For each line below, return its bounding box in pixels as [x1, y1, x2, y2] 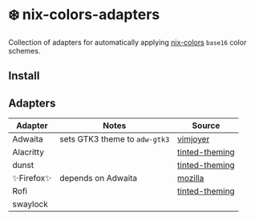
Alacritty [12, 146, 44, 158]
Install [8, 69, 40, 83]
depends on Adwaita [59, 173, 138, 184]
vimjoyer [177, 134, 210, 145]
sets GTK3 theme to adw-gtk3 [59, 134, 170, 145]
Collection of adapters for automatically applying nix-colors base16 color [8, 37, 247, 47]
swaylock [12, 198, 48, 210]
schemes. [8, 46, 41, 55]
